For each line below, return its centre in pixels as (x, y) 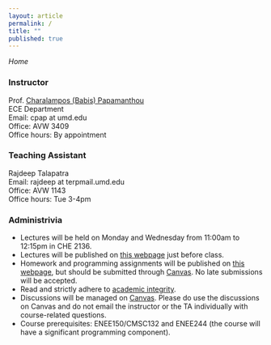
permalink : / (30, 23)
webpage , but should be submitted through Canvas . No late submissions (141, 272)
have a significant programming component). (95, 332)
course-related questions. (63, 315)
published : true (36, 38)
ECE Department (36, 109)
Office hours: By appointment (57, 134)
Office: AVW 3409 (39, 126)
